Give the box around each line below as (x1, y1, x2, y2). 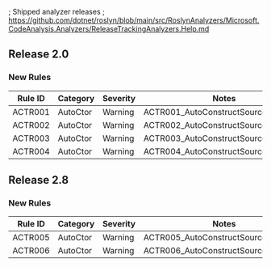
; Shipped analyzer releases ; (8, 7, 105, 16)
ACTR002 (12, 119, 50, 130)
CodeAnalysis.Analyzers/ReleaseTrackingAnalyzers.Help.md (8, 24, 210, 33)
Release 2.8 (8, 173, 69, 187)
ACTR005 (12, 232, 50, 244)
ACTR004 (12, 146, 50, 157)
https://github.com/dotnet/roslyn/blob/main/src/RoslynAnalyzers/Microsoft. (8, 15, 260, 25)
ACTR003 (12, 133, 50, 144)
